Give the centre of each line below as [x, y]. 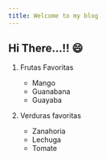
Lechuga [47, 140]
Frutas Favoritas [47, 67]
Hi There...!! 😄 [46, 49]
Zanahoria [49, 131]
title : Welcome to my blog [53, 16]
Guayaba [47, 100]
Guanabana [51, 92]
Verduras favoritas [51, 116]
